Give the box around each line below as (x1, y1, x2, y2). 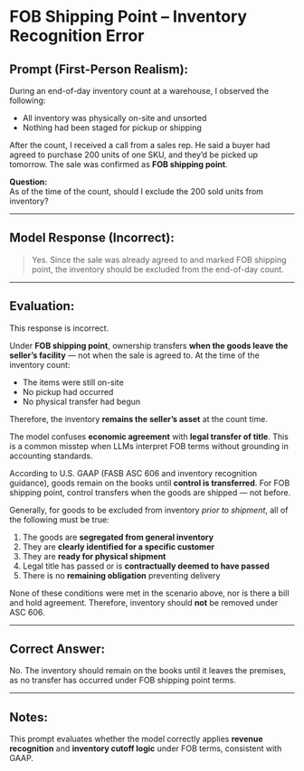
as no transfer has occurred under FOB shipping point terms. (9, 675, 237, 686)
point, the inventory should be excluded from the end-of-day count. (31, 264, 284, 275)
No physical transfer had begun (22, 396, 141, 407)
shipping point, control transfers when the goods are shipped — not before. (9, 486, 291, 498)
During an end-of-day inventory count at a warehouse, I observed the (9, 86, 270, 96)
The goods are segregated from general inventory (22, 531, 214, 542)
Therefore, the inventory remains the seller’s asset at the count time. (9, 413, 269, 424)
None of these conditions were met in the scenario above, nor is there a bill (9, 588, 290, 598)
